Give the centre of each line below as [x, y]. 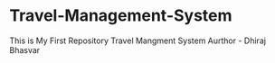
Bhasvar [25, 49]
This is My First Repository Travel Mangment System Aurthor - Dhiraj [138, 40]
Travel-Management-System [121, 16]
